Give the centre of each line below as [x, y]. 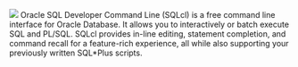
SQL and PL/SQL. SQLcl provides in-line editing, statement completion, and [148, 34]
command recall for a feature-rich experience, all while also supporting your [149, 43]
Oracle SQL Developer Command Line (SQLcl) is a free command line [148, 15]
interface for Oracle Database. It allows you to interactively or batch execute [149, 24]
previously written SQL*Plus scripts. [76, 53]
